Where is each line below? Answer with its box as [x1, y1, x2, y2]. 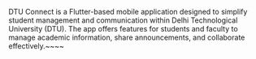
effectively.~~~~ [8, 41, 65, 51]
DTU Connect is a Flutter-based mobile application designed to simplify [8, 7, 248, 16]
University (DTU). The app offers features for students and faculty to [8, 24, 238, 33]
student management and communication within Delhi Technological [8, 15, 238, 25]
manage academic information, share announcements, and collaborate [8, 32, 245, 42]
